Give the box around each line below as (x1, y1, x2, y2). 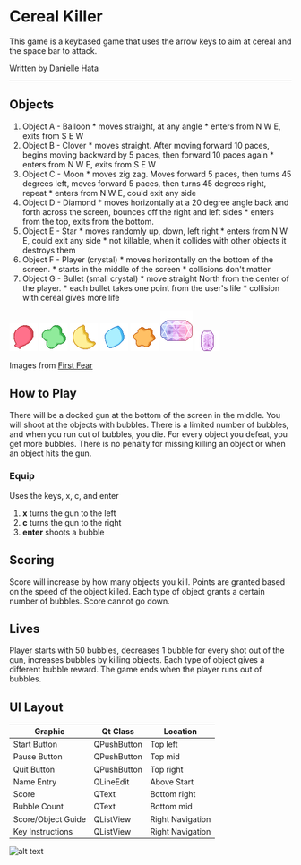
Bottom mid (150, 801, 193, 812)
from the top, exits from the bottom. (21, 216, 155, 227)
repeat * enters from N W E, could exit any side (21, 187, 197, 198)
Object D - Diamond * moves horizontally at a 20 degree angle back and (21, 197, 289, 208)
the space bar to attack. (9, 45, 98, 56)
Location (163, 725, 198, 736)
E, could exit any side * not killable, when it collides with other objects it (21, 235, 287, 245)
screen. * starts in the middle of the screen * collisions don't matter (21, 263, 271, 274)
